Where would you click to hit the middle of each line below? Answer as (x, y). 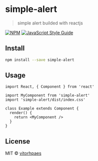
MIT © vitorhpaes (23, 154)
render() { (21, 113)
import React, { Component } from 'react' (50, 87)
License (18, 141)
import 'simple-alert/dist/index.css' (45, 100)
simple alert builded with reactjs (50, 23)
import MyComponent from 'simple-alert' (48, 96)
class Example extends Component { (42, 109)
